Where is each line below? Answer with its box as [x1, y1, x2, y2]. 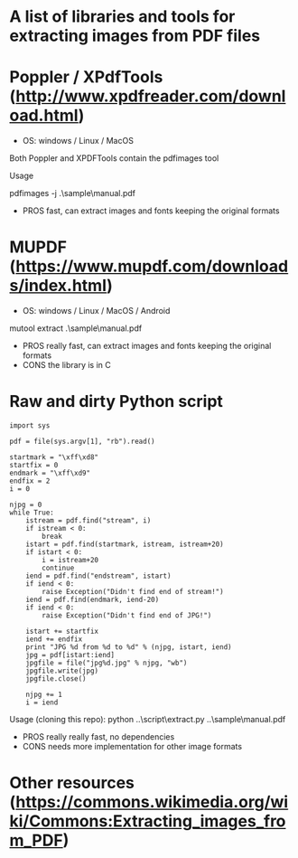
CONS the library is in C [22, 360, 111, 371]
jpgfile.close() [25, 674, 88, 684]
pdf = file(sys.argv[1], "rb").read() [9, 437, 155, 446]
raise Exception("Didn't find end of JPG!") [42, 611, 212, 620]
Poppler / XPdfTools [9, 67, 163, 88]
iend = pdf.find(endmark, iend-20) [25, 595, 160, 604]
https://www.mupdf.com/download [15, 256, 289, 277]
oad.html [9, 106, 79, 126]
